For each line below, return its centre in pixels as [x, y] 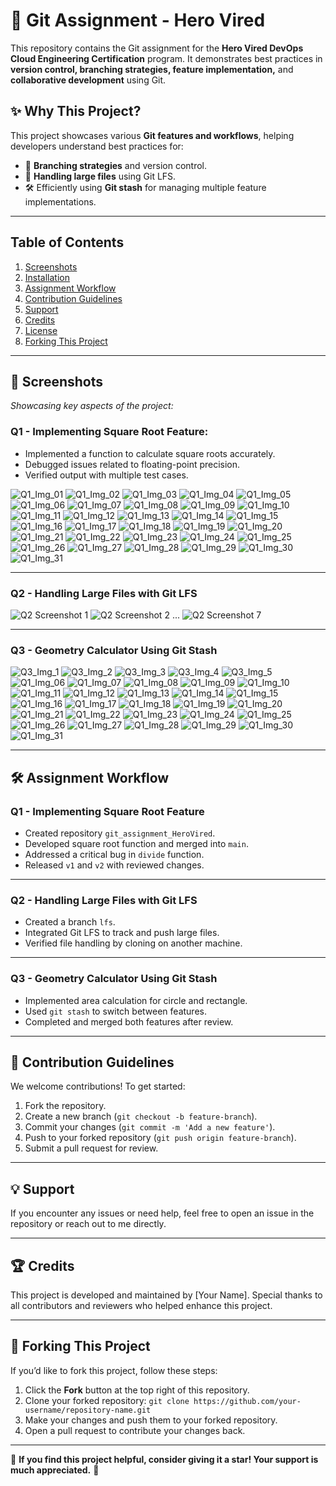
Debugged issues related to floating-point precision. [132, 464]
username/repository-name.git [88, 1410]
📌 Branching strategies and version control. [116, 165]
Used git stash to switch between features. [115, 1011]
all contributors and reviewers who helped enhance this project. [141, 1305]
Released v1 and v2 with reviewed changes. [114, 865]
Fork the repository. [65, 1106]
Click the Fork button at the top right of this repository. [137, 1390]
